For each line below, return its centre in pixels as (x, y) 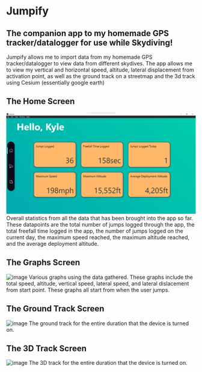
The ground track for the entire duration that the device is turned (109, 323)
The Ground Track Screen (55, 309)
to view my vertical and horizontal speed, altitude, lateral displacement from (100, 70)
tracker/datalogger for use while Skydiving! (90, 42)
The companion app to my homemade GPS (88, 33)
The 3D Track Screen (47, 349)
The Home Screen (41, 101)
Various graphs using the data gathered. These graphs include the (111, 277)
